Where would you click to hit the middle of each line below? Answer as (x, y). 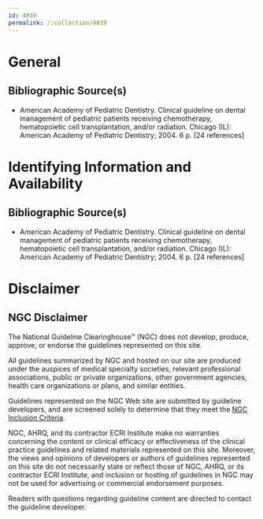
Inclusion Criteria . (37, 417)
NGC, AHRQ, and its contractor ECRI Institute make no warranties (114, 433)
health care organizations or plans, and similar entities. (97, 385)
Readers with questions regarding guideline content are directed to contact (130, 498)
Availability (46, 183)
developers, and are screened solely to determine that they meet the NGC (128, 409)
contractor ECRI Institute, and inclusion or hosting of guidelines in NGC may (131, 475)
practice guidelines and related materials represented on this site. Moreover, (132, 450)
